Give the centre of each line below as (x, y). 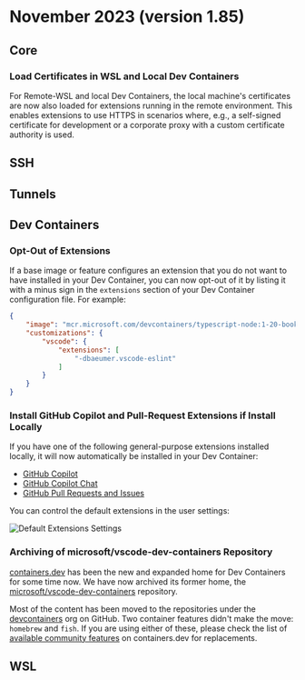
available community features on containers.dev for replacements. (133, 637)
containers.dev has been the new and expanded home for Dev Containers (148, 572)
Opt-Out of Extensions (60, 250)
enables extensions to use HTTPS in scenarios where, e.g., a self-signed (145, 115)
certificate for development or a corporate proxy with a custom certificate (147, 125)
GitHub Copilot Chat (60, 484)
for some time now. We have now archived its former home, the (128, 581)
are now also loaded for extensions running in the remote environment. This (151, 105)
